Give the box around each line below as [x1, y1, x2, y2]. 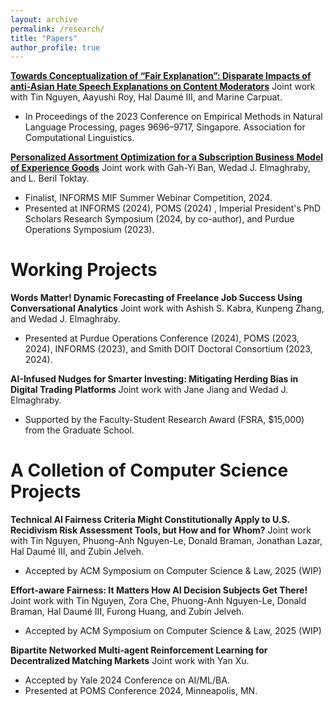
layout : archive [10, 14, 78, 25]
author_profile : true [10, 42, 101, 53]
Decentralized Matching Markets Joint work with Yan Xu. [10, 655, 250, 667]
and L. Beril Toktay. [10, 172, 90, 185]
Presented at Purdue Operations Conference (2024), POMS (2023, [24, 332, 300, 345]
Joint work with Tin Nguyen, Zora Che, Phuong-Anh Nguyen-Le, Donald [10, 595, 307, 607]
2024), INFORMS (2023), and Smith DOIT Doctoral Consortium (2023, [24, 343, 313, 355]
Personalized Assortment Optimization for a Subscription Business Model [10, 151, 324, 163]
